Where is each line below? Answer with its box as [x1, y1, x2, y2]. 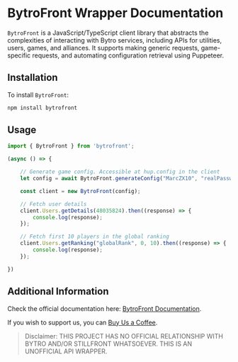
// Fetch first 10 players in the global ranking [20, 233, 170, 241]
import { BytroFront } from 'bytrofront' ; [7, 143, 135, 150]
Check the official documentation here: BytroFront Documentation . [7, 304, 202, 313]
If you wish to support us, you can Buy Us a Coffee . [7, 318, 158, 327]
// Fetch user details [20, 200, 87, 207]
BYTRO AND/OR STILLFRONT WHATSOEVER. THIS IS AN [24, 339, 193, 348]
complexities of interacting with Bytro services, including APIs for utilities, [7, 35, 222, 44]
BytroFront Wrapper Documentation [7, 5, 224, 21]
